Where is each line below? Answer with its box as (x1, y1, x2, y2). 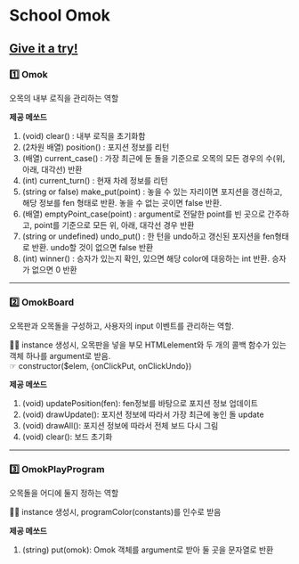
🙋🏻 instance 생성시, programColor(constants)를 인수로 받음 (9, 507, 222, 518)
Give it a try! (9, 41, 78, 56)
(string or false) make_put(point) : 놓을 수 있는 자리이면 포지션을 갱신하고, (21, 186, 283, 197)
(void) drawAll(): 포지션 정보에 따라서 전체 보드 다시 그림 (21, 421, 219, 431)
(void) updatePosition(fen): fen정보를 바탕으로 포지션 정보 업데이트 (21, 398, 258, 409)
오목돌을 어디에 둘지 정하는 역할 (9, 487, 119, 499)
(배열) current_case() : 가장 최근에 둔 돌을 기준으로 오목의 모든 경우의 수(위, (21, 152, 286, 163)
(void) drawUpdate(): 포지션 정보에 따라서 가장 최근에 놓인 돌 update (21, 409, 264, 420)
